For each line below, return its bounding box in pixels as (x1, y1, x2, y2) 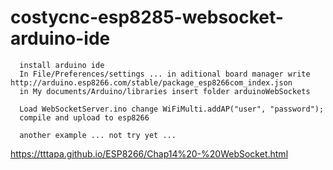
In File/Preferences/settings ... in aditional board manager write (19, 69, 311, 79)
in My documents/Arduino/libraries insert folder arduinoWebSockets (19, 86, 311, 96)
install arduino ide (19, 60, 105, 70)
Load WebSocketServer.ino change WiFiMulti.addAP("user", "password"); (19, 104, 325, 114)
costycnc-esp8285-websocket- (10, 6, 284, 29)
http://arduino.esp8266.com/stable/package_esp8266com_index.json (10, 77, 293, 88)
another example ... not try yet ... (19, 130, 177, 140)
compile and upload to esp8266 (19, 112, 150, 123)
